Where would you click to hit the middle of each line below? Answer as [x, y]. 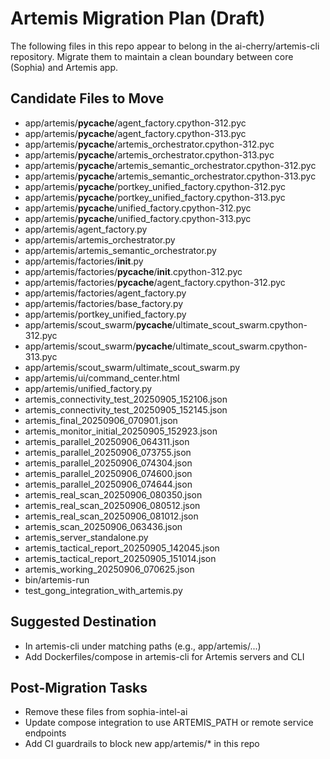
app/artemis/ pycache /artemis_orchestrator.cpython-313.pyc [149, 154]
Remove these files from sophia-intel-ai [106, 712]
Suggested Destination [83, 622]
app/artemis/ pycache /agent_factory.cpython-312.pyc [135, 123]
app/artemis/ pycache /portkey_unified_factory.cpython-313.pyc [155, 197]
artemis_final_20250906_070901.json [101, 420]
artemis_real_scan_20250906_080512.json [112, 505]
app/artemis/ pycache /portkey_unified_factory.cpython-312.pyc [155, 186]
